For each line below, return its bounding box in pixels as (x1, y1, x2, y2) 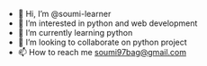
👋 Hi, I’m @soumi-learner (17, 9, 112, 19)
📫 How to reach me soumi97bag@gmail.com (17, 47, 187, 57)
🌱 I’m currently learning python (17, 28, 133, 37)
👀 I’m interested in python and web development (17, 18, 198, 29)
